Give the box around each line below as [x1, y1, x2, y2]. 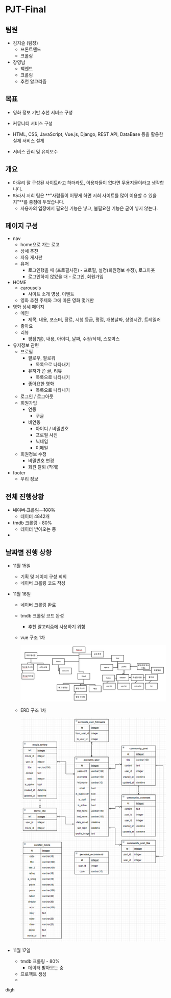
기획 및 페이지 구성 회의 [20, 573, 67, 580]
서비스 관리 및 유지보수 [12, 148, 58, 154]
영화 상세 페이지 [12, 304, 44, 310]
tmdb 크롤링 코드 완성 [20, 613, 64, 619]
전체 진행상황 [5, 492, 44, 501]
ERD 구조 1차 [20, 707, 46, 713]
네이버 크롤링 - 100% [12, 507, 56, 513]
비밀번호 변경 [28, 457, 55, 464]
